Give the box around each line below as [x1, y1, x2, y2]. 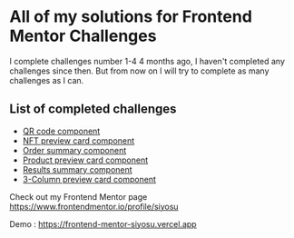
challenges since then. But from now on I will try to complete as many [9, 65, 269, 76]
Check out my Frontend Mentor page [9, 191, 148, 202]
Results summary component [22, 164, 133, 174]
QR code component [22, 125, 101, 136]
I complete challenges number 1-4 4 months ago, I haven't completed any [9, 55, 286, 66]
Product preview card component [22, 154, 149, 165]
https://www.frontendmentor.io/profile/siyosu [9, 201, 179, 212]
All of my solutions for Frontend [9, 6, 252, 27]
